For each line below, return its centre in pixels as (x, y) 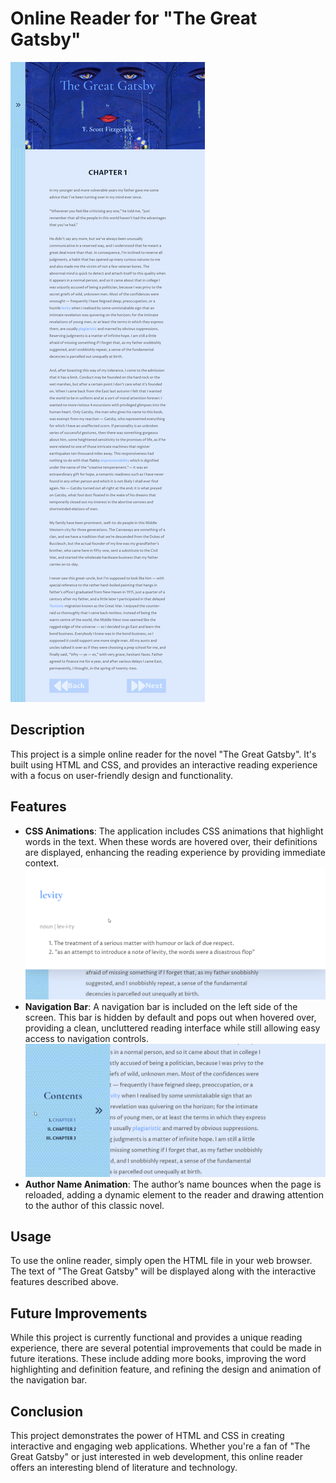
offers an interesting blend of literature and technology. (124, 1467)
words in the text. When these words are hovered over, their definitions (171, 841)
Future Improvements (79, 1313)
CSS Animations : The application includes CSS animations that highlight (174, 831)
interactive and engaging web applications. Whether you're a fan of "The (160, 1446)
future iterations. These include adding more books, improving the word (158, 1359)
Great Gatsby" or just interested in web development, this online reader (156, 1456)
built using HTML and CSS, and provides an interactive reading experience (164, 764)
